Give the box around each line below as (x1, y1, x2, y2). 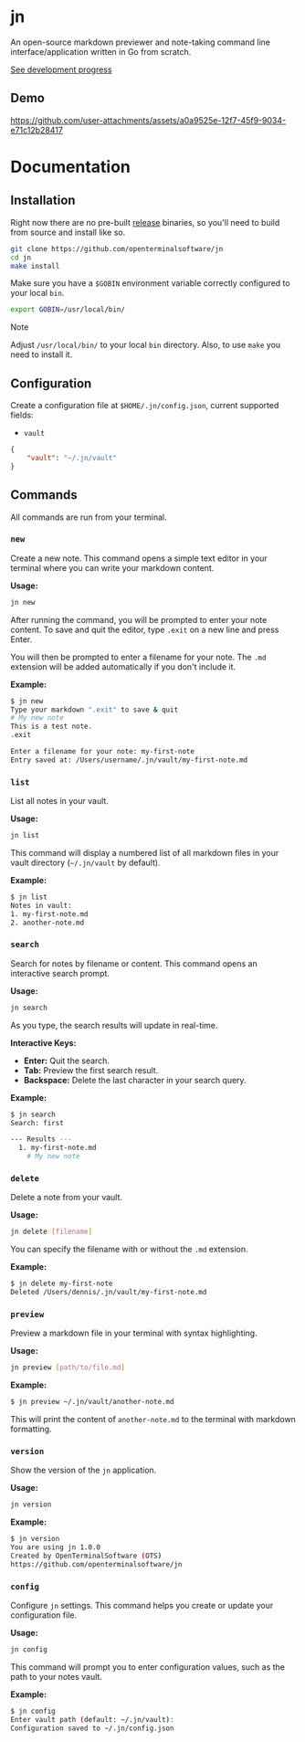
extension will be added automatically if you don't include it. (10, 660, 237, 672)
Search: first (10, 1118, 65, 1127)
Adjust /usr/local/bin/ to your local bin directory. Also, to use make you (10, 340, 281, 351)
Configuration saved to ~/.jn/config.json (10, 1724, 174, 1733)
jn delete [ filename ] (10, 1227, 93, 1237)
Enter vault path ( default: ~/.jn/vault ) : (10, 1715, 174, 1724)
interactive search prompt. (10, 967, 110, 978)
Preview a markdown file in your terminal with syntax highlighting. (10, 1327, 258, 1339)
